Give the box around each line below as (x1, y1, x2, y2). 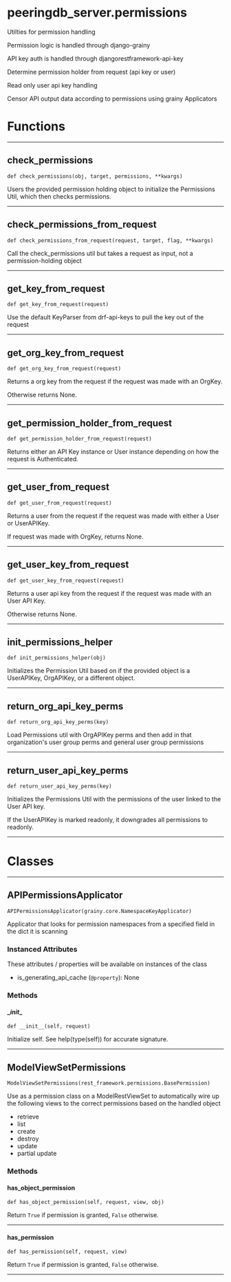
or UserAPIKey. (7, 519, 50, 527)
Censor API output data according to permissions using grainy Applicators (7, 94, 218, 103)
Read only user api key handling (7, 81, 98, 89)
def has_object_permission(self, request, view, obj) (7, 1199, 165, 1206)
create (16, 1127, 36, 1135)
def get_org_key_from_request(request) (7, 365, 122, 372)
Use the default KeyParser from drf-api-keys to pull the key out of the (7, 313, 204, 321)
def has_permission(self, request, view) (7, 1248, 128, 1256)
